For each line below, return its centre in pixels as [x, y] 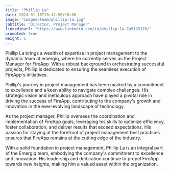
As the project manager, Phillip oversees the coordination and [70, 116]
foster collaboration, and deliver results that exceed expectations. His [78, 127]
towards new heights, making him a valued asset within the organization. [82, 164]
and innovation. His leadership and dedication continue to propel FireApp [82, 158]
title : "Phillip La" [27, 10]
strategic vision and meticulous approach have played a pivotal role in [79, 95]
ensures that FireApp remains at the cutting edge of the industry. [73, 138]
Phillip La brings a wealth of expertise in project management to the [76, 53]
